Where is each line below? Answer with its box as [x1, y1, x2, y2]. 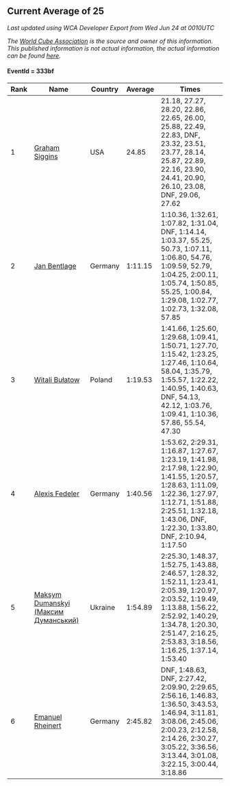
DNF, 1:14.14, [160, 227, 207, 237]
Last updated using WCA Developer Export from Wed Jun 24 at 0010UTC [7, 23, 214, 31]
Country [91, 85, 118, 94]
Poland [90, 375, 113, 385]
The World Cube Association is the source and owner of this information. [7, 37, 214, 45]
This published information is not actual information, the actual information [7, 44, 220, 52]
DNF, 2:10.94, [160, 532, 207, 542]
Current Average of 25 [7, 5, 105, 17]
